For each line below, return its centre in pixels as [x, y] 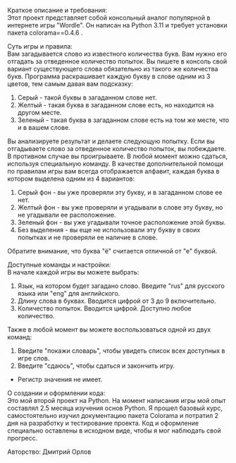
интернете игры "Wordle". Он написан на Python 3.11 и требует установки [117, 25]
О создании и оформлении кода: [56, 393]
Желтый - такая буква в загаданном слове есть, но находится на [116, 105]
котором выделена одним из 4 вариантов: [71, 179]
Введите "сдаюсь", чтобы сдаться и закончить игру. [96, 366]
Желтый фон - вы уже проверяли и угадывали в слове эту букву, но [120, 207]
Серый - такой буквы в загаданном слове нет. [87, 97]
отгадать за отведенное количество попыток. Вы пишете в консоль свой [117, 61]
